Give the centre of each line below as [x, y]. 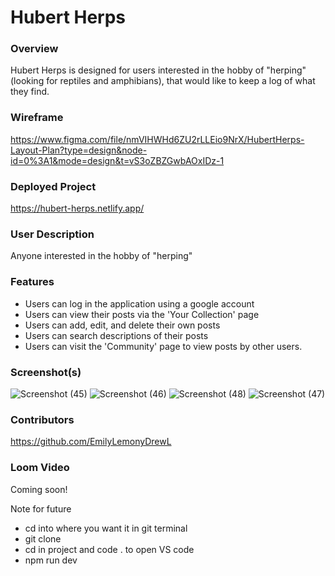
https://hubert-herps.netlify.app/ [77, 208]
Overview [34, 49]
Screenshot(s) [46, 372]
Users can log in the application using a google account [139, 303]
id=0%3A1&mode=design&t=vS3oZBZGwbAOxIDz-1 [117, 160]
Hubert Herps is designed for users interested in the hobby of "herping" [158, 70]
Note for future [41, 508]
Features [32, 282]
